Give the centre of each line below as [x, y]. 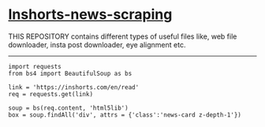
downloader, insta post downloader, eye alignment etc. [97, 44]
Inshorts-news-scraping [90, 15]
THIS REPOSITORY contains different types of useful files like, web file [123, 36]
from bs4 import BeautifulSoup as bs [70, 73]
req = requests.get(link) [50, 94]
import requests [35, 66]
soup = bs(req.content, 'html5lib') [68, 108]
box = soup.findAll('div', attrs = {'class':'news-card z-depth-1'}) [125, 115]
